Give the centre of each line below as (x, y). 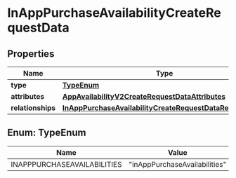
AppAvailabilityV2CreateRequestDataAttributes (144, 96)
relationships (33, 108)
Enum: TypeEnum (47, 133)
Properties (31, 54)
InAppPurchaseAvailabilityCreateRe (114, 13)
